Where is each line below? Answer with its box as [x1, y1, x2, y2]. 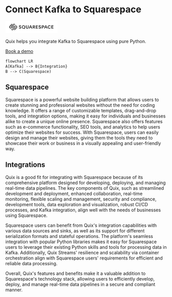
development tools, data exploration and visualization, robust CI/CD [5, 201, 148, 207]
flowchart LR [5, 58, 33, 64]
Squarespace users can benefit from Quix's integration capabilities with [5, 222, 157, 228]
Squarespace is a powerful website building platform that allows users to [5, 96, 159, 103]
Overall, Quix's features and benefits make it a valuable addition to [5, 270, 146, 276]
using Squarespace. [5, 212, 48, 219]
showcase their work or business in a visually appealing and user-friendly [5, 140, 161, 146]
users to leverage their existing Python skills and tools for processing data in [5, 244, 167, 250]
